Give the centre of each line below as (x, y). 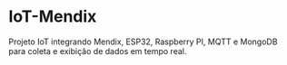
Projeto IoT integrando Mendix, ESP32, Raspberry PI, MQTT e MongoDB (143, 42)
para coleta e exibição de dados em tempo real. (98, 51)
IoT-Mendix (53, 17)
